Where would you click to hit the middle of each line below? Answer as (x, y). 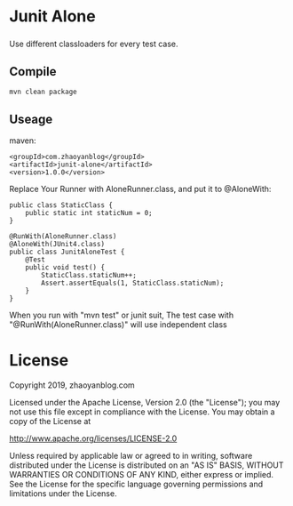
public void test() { (65, 268)
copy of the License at (50, 422)
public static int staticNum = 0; (89, 213)
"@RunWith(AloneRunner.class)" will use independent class (119, 325)
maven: (23, 141)
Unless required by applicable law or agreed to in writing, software (131, 456)
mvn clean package (43, 92)
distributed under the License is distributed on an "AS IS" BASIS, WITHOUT (146, 465)
